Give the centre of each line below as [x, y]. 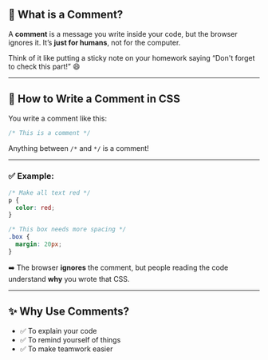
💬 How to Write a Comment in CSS [95, 99]
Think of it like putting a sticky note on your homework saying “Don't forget [132, 57]
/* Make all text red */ [49, 192]
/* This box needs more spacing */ [67, 229]
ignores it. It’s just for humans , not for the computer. [95, 42]
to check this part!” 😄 [44, 66]
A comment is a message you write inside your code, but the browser [123, 34]
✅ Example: [31, 176]
